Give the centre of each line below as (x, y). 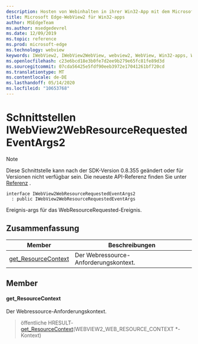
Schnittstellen (41, 118)
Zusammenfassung (43, 229)
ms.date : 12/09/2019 (32, 34)
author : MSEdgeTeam (30, 22)
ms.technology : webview (35, 50)
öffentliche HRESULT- (47, 323)
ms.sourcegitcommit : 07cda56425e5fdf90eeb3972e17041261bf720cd (85, 66)
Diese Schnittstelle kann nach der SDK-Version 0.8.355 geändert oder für (95, 170)
